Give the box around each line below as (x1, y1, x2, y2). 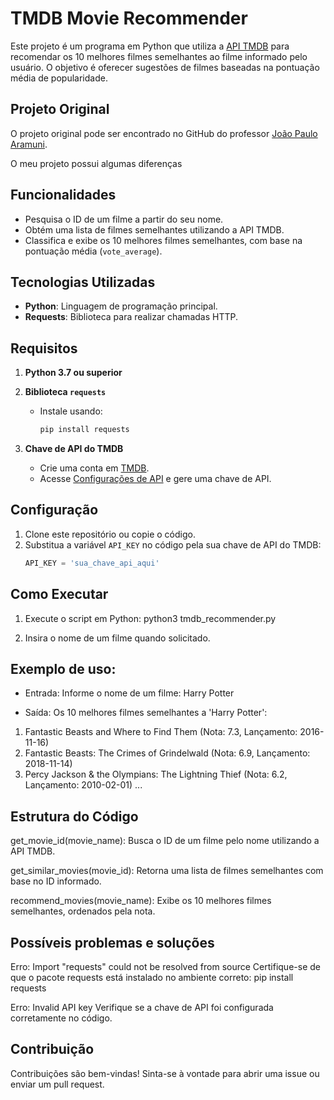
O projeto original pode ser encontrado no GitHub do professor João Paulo (10, 127, 318, 139)
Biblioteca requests (24, 386, 107, 398)
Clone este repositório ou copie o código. (24, 528, 196, 540)
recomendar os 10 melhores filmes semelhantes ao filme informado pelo (10, 50, 308, 62)
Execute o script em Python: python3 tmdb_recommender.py (24, 612, 277, 624)
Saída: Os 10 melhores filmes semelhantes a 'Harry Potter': (24, 707, 268, 719)
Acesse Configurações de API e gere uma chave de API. (39, 473, 272, 485)
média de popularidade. (10, 72, 108, 84)
